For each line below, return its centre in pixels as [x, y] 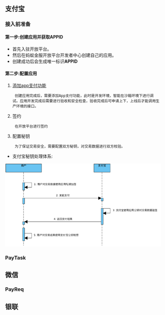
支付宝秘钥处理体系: [32, 156]
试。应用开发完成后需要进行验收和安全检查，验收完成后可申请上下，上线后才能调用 [84, 101]
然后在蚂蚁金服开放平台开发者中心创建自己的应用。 [64, 55]
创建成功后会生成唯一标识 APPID [45, 61]
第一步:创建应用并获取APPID [34, 37]
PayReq [15, 289]
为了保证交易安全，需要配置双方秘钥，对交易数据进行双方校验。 [70, 146]
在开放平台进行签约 [31, 126]
